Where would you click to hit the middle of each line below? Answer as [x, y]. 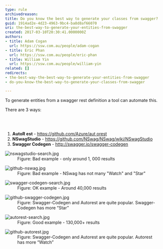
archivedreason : [21, 14]
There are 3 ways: [23, 110]
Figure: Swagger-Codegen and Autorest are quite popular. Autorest [85, 237]
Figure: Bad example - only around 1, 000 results [66, 158]
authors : [14, 37]
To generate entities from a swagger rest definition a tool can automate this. [81, 100]
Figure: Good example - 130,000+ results [59, 222]
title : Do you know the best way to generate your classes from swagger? [82, 19]
